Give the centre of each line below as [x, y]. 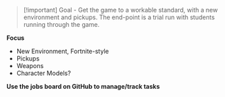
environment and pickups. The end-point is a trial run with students [119, 17]
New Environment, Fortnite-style [62, 51]
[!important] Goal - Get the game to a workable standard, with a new [120, 10]
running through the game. [61, 24]
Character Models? [43, 73]
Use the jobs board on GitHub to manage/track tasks [83, 86]
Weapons [30, 66]
